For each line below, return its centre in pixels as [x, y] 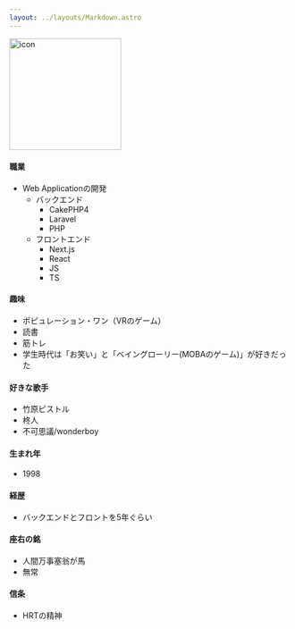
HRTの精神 [42, 616]
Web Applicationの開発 [64, 188]
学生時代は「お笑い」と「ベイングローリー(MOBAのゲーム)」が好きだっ [154, 355]
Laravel [63, 219]
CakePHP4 [69, 209]
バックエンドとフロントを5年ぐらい [88, 517]
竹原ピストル [46, 409]
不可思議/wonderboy [60, 432]
